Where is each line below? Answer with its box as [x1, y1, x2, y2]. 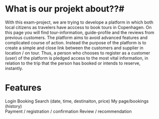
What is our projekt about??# [5, 3, 125, 14]
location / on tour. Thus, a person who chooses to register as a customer [5, 50, 150, 56]
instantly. [5, 65, 23, 71]
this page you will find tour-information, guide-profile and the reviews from [5, 29, 155, 35]
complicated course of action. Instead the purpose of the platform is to [5, 40, 146, 45]
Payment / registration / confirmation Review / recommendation [5, 108, 132, 114]
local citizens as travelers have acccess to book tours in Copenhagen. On [5, 24, 152, 30]
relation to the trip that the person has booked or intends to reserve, [5, 60, 141, 66]
